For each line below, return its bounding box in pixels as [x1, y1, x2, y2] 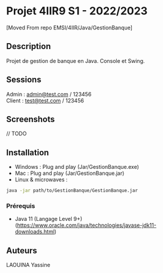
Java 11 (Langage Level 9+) [14, 216, 83, 223]
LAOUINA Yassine [6, 262, 51, 269]
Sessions [6, 75, 42, 85]
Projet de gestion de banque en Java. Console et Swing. [6, 57, 145, 64]
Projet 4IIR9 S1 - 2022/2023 [6, 4, 148, 18]
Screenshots [6, 114, 55, 124]
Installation [6, 147, 49, 157]
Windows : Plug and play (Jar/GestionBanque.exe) [14, 163, 139, 171]
